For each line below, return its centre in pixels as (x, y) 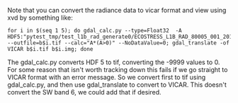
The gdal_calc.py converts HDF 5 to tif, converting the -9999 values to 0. (114, 62)
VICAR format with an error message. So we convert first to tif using (107, 77)
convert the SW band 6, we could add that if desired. (84, 92)
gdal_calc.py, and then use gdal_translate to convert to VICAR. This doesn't (117, 85)
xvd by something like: (40, 18)
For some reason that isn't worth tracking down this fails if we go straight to (118, 69)
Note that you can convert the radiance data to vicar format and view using (117, 10)
